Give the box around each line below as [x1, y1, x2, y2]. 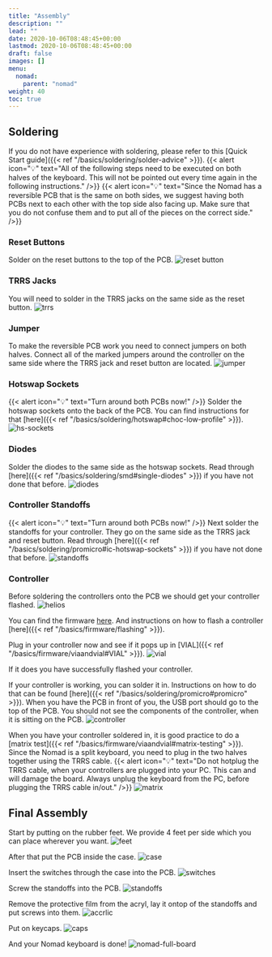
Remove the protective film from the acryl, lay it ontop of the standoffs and [8, 899, 257, 908]
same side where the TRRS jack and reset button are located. [8, 358, 213, 367]
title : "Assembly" [8, 11, 70, 20]
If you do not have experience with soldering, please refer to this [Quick [8, 147, 249, 157]
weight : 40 [8, 87, 45, 96]
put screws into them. [8, 908, 81, 917]
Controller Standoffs [8, 500, 91, 511]
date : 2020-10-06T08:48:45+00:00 [8, 34, 121, 43]
